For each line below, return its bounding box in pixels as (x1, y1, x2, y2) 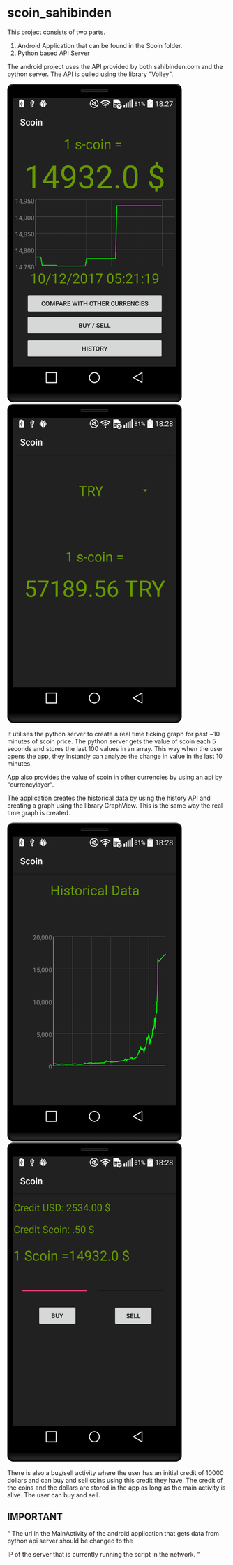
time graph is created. (7, 808, 70, 817)
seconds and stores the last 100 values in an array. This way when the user (7, 744, 223, 753)
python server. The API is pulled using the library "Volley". (7, 70, 174, 78)
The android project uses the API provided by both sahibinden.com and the (7, 62, 223, 70)
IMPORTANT (7, 1511, 63, 1523)
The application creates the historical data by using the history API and (7, 794, 211, 802)
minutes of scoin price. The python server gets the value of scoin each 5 (7, 737, 216, 746)
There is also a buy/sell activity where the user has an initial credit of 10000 (7, 1468, 225, 1476)
